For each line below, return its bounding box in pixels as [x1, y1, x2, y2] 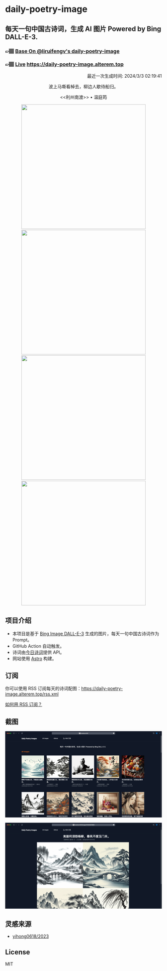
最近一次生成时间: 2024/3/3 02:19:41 [86, 73, 162, 79]
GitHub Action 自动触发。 [12, 643, 65, 649]
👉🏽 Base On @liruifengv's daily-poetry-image [5, 47, 120, 54]
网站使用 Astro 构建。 [12, 655, 57, 661]
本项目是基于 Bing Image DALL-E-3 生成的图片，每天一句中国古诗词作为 [12, 630, 160, 636]
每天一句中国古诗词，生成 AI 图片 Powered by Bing [5, 24, 162, 33]
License [5, 948, 30, 956]
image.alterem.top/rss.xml [5, 691, 59, 697]
